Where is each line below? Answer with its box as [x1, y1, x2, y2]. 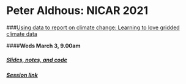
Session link [6, 71, 38, 79]
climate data [6, 30, 38, 37]
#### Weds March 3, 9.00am [6, 42, 81, 49]
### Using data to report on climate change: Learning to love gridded [6, 24, 180, 31]
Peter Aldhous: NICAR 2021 [6, 4, 149, 18]
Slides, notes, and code [6, 56, 67, 63]
